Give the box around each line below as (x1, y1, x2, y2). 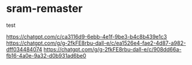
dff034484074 (6, 45, 43, 52)
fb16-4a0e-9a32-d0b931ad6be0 (6, 52, 86, 59)
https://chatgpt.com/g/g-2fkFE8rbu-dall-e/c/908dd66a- (44, 45, 182, 52)
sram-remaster (6, 2, 83, 16)
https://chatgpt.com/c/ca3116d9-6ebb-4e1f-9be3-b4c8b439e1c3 (6, 33, 167, 40)
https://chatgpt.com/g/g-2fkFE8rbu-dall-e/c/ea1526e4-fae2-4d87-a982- (6, 39, 186, 47)
